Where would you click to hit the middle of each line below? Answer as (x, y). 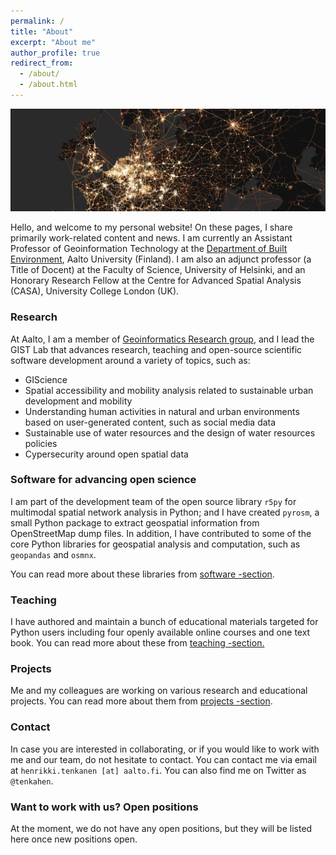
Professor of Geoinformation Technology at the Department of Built (149, 249)
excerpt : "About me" (53, 42)
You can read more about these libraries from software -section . (142, 574)
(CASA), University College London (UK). (95, 291)
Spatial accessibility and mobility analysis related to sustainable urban (169, 390)
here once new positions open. (74, 839)
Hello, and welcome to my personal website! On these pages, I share (151, 227)
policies (41, 443)
